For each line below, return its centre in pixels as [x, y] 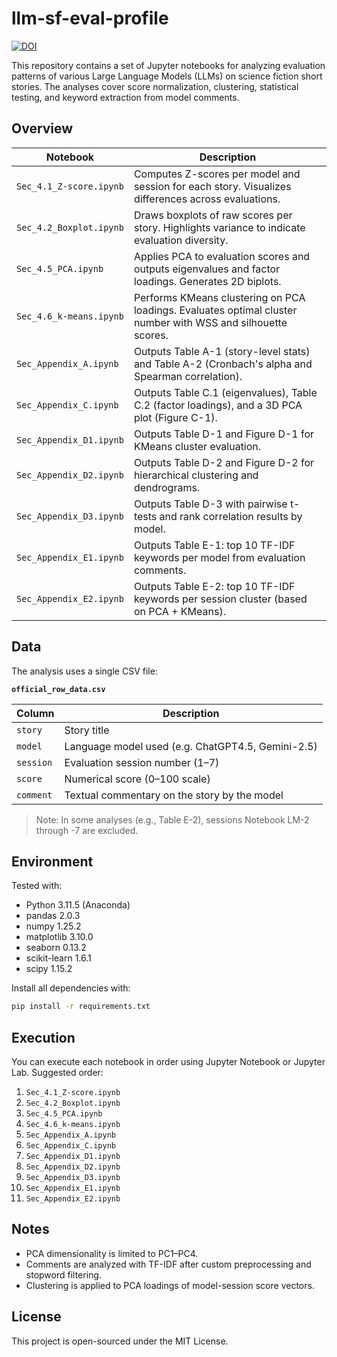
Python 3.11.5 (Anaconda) [78, 905]
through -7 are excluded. [87, 830]
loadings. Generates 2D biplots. [207, 281]
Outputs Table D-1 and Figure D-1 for [224, 434]
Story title [87, 730]
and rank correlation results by [231, 516]
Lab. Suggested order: [57, 1073]
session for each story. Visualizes [212, 186]
